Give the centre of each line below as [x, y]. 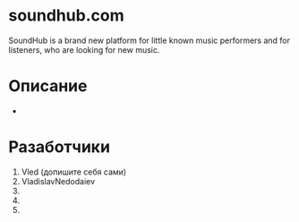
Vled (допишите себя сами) [74, 172]
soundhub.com [66, 16]
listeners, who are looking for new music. [84, 49]
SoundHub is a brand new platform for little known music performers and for [149, 40]
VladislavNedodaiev [58, 181]
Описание [48, 86]
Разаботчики [60, 147]
